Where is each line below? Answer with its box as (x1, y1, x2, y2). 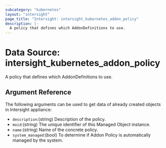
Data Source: (5, 47, 60, 58)
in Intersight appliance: (5, 106, 52, 112)
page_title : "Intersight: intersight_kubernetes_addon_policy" (5, 16, 139, 21)
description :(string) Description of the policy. (12, 116, 106, 122)
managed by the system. (12, 137, 63, 143)
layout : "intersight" (5, 12, 50, 17)
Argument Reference (5, 88, 72, 97)
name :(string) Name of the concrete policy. (12, 127, 98, 133)
